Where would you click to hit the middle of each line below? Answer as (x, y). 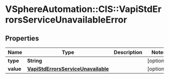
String (34, 61)
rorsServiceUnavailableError (66, 20)
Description (128, 52)
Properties (22, 38)
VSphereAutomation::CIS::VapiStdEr (83, 9)
